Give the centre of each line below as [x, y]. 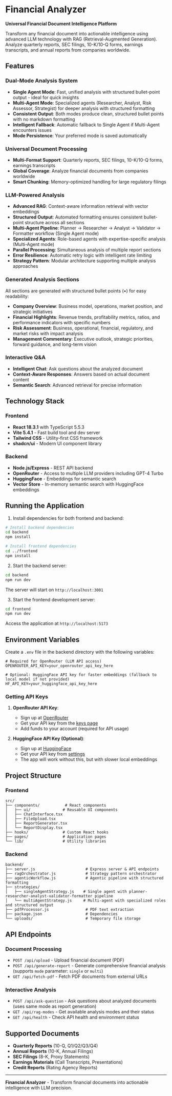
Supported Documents [42, 1033]
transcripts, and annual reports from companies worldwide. [68, 50]
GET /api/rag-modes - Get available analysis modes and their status [83, 1012]
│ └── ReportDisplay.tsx [34, 828]
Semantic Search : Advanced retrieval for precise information [77, 385]
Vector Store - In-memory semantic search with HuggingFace [78, 484]
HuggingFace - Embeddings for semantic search [64, 479]
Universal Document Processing [46, 149]
